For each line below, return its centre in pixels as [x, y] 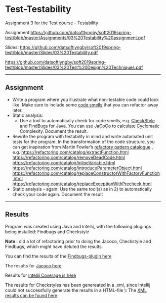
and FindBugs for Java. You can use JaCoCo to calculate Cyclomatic [89, 126]
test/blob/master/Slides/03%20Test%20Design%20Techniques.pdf [74, 67]
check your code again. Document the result [58, 194]
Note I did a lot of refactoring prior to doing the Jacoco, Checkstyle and [78, 241]
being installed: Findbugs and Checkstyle [47, 232]
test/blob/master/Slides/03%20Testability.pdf [52, 52]
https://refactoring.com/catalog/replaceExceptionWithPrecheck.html [82, 184]
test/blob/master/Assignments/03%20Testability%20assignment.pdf [75, 38]
